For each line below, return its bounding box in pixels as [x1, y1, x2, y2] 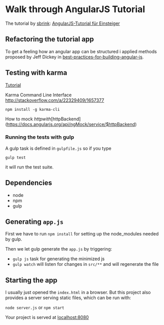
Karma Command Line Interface [5, 92, 72, 98]
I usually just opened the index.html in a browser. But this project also [5, 290, 151, 296]
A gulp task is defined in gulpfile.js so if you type [5, 145, 112, 151]
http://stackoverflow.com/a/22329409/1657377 [5, 97, 105, 103]
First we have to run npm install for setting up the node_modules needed [5, 231, 159, 237]
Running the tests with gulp [5, 134, 74, 141]
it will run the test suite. [5, 164, 54, 170]
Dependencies [5, 179, 52, 187]
